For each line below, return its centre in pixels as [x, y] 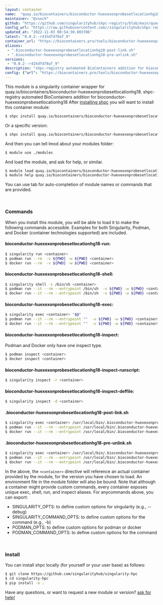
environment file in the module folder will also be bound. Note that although [81, 482]
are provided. [18, 190]
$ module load [19, 171]
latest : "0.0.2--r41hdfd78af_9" [38, 37]
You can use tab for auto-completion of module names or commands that [78, 185]
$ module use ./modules [29, 153]
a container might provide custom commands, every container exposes [76, 487]
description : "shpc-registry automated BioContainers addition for [75, 69]
